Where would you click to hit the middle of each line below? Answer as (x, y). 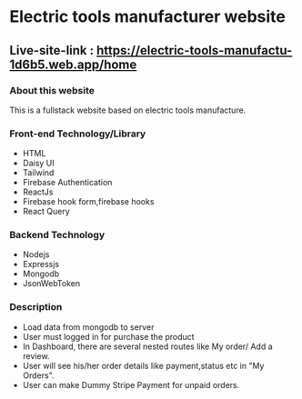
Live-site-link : (52, 50)
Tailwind (38, 173)
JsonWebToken (51, 284)
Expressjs (41, 264)
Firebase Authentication (67, 183)
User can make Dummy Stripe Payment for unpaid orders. (131, 384)
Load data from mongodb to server (88, 327)
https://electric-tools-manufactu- (194, 50)
